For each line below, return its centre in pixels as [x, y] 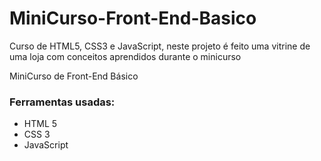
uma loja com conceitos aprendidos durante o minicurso [125, 56]
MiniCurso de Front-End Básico [74, 76]
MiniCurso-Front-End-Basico [133, 18]
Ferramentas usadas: [62, 102]
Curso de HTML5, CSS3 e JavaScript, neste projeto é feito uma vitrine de [160, 46]
